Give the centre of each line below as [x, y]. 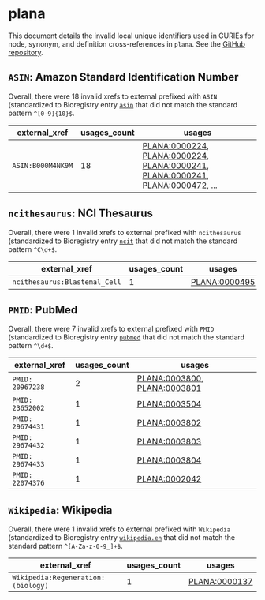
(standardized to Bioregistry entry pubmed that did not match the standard [127, 337]
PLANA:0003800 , [170, 378]
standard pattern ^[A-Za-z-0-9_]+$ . [66, 546]
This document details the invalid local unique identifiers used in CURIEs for [131, 36]
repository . [26, 52]
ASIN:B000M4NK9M [43, 165]
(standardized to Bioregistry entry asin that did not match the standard [123, 104]
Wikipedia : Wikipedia [60, 510]
